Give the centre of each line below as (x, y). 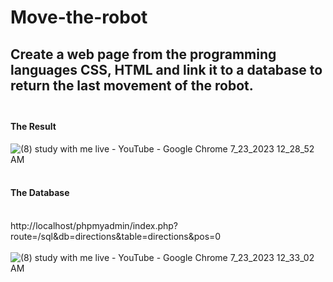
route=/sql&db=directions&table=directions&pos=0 (116, 236)
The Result (33, 127)
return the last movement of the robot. (132, 85)
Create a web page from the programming (143, 54)
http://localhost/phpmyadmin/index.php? (94, 225)
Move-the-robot (79, 17)
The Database (40, 193)
